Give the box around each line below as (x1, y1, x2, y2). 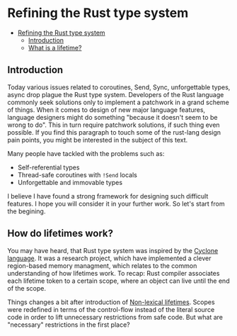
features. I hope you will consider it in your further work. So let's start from (7, 199, 225, 208)
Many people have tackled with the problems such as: (7, 149, 165, 157)
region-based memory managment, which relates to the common (7, 261, 197, 270)
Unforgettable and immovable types (17, 178, 122, 186)
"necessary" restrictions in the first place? (7, 320, 130, 329)
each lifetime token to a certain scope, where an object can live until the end (7, 276, 230, 285)
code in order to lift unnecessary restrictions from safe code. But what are (7, 313, 223, 321)
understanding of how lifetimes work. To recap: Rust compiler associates (7, 269, 220, 277)
